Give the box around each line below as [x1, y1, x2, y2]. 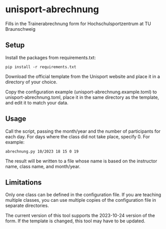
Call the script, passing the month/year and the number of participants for [5, 128, 161, 134]
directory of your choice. [5, 78, 58, 85]
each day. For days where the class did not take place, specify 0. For [5, 133, 150, 139]
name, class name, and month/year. [5, 163, 81, 170]
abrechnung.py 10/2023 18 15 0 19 [5, 149, 79, 154]
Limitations [5, 178, 42, 186]
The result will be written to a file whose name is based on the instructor [5, 158, 157, 164]
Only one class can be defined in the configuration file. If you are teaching [5, 192, 161, 198]
